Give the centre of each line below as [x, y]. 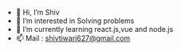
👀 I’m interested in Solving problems [75, 21]
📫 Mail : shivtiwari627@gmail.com [73, 38]
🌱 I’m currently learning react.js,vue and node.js [94, 29]
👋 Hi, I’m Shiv [37, 12]
